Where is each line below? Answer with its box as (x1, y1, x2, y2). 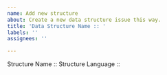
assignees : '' (7, 35, 48, 42)
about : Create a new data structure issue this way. (7, 16, 162, 23)
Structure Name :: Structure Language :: (7, 60, 120, 68)
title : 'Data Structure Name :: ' (7, 22, 107, 29)
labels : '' (7, 29, 38, 36)
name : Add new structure (7, 10, 78, 17)
